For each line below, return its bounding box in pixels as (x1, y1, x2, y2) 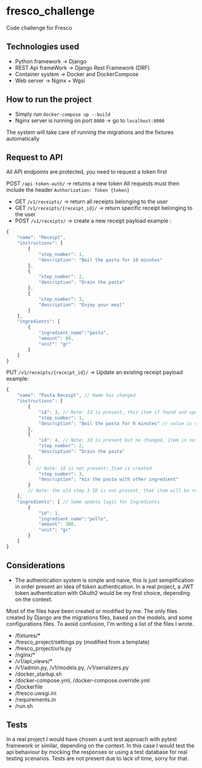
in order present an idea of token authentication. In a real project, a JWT (14, 583, 194, 590)
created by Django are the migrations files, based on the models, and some (6, 614, 192, 621)
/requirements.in (14, 696, 56, 703)
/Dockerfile (14, 683, 43, 690)
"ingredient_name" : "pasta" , (38, 330, 109, 336)
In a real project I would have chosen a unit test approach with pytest (6, 735, 177, 743)
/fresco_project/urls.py (14, 644, 72, 652)
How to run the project (6, 95, 92, 105)
